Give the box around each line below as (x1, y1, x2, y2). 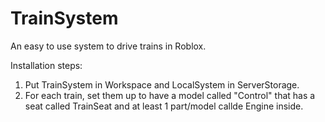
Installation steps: (10, 59, 83, 71)
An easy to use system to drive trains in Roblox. (10, 40, 207, 52)
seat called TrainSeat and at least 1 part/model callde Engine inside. (24, 100, 304, 112)
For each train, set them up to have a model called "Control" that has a (24, 89, 316, 101)
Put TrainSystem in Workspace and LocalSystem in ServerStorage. (24, 78, 300, 91)
